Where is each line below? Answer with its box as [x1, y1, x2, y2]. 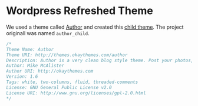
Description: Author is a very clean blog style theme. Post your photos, [6, 57, 194, 63]
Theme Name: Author [6, 46, 54, 52]
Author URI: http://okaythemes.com [6, 69, 94, 74]
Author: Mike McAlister [6, 63, 65, 69]
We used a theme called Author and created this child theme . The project [6, 23, 184, 30]
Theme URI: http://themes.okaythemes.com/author [6, 52, 128, 58]
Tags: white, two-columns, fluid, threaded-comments [6, 79, 138, 86]
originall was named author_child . [6, 29, 90, 36]
